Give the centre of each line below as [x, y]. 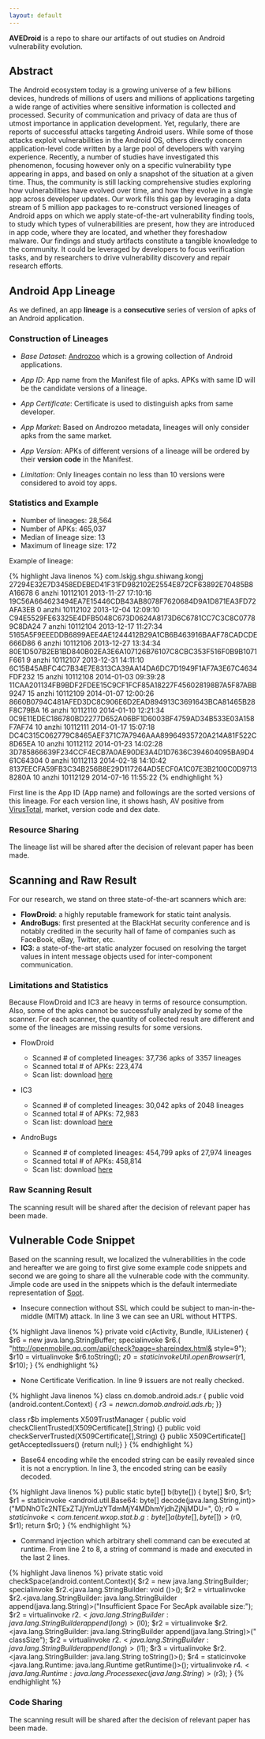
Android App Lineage [62, 291]
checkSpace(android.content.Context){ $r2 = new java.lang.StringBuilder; [129, 1581]
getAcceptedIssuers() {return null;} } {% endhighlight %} [101, 1445]
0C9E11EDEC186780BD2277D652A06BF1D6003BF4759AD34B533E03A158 [132, 718]
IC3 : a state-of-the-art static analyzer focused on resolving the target [133, 948]
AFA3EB [22, 609]
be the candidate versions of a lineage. [84, 388]
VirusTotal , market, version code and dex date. [85, 809]
